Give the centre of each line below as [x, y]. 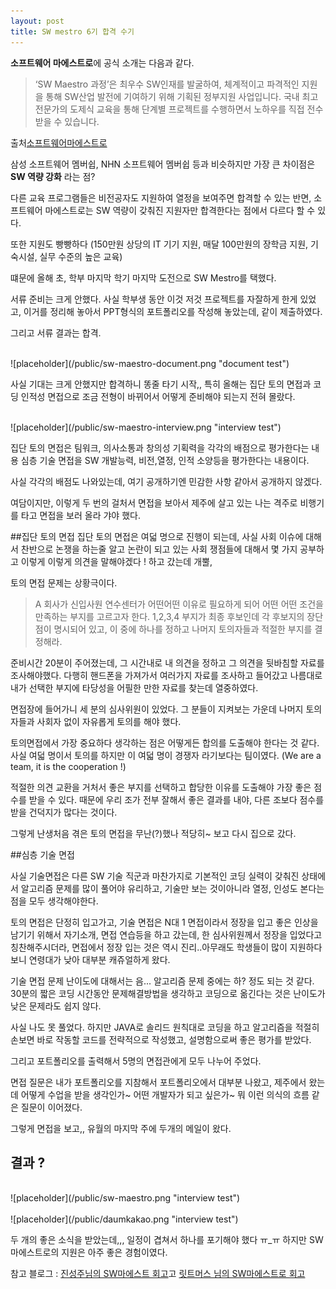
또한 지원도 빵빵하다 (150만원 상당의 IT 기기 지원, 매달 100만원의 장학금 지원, [159, 244]
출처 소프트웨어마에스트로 [59, 142]
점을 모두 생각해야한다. [54, 901]
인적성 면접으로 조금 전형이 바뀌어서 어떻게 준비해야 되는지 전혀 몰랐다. [158, 396]
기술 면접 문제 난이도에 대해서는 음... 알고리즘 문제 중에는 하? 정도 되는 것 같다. [162, 981]
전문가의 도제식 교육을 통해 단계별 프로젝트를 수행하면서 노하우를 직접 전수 [179, 109]
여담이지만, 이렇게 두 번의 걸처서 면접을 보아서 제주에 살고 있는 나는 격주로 [154, 502]
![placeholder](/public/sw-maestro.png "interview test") [125, 1198]
